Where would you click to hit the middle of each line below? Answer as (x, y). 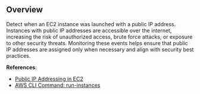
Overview (25, 10)
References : (21, 67)
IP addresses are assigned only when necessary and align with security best (100, 49)
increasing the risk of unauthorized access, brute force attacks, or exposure (99, 37)
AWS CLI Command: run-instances (57, 85)
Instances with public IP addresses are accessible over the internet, (89, 30)
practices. (18, 55)
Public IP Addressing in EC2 (49, 79)
